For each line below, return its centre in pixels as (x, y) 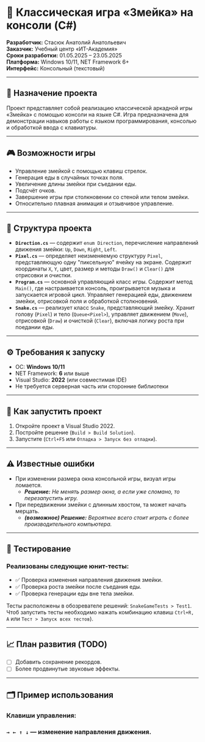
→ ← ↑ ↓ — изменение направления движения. (79, 732)
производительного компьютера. (68, 524)
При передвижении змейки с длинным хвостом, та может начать (101, 504)
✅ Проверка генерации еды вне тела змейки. (74, 593)
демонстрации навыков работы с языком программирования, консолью (102, 121)
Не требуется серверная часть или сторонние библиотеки (92, 387)
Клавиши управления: (41, 715)
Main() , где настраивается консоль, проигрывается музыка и (95, 288)
